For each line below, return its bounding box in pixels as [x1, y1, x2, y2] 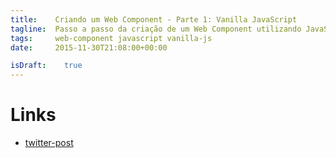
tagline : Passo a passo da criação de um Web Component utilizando [10, 24, 302, 34]
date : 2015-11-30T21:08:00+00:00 [10, 42, 168, 53]
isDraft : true [10, 61, 83, 71]
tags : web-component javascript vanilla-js [10, 33, 213, 43]
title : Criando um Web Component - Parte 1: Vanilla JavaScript [10, 14, 298, 25]
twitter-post [24, 137, 74, 149]
